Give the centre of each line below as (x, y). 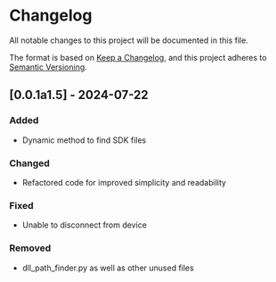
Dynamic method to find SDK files (84, 140)
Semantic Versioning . (48, 67)
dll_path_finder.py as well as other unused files (108, 268)
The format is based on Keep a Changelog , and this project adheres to (138, 57)
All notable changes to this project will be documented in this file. (129, 40)
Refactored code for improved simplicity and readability (124, 182)
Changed (30, 163)
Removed (30, 248)
